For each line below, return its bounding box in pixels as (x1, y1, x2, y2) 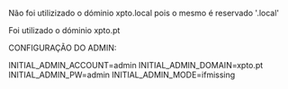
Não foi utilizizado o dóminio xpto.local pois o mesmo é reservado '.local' (8, 8, 280, 18)
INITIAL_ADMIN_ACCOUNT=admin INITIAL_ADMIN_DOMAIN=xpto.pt (8, 60, 264, 70)
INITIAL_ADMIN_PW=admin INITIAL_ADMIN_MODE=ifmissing (8, 69, 236, 80)
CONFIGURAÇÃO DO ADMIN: (8, 42, 117, 53)
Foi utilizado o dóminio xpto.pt (8, 25, 121, 35)
